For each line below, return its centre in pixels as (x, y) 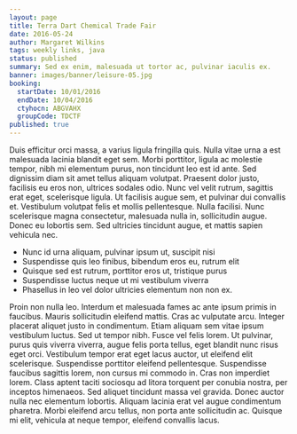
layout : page (33, 17)
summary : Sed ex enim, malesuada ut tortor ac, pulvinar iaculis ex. (141, 67)
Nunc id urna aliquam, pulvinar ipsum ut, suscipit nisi (118, 252)
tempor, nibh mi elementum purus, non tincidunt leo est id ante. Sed (133, 169)
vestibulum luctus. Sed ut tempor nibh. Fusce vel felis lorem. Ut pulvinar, (141, 335)
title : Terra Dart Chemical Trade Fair (83, 26)
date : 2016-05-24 (41, 34)
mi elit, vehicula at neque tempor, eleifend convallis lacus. (114, 420)
